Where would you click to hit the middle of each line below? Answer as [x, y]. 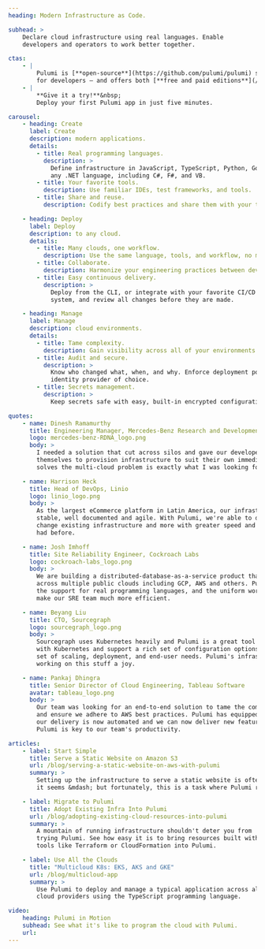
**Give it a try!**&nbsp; [79, 95]
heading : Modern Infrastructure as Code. [77, 15]
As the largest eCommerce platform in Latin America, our [134, 511]
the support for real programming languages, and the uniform [141, 591]
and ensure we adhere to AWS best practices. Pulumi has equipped [148, 715]
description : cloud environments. [86, 329]
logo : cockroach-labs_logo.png [80, 562]
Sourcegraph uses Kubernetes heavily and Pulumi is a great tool [146, 642]
